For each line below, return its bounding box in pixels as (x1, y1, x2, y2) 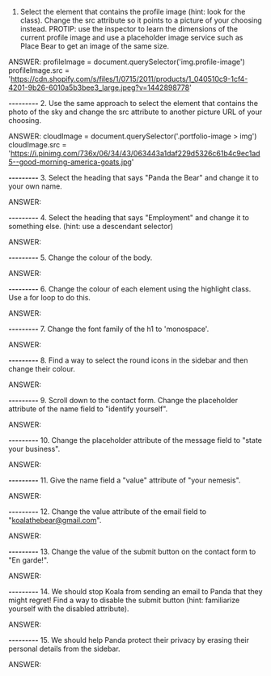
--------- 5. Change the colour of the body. (8, 253, 153, 262)
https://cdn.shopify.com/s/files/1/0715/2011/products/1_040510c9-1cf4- (11, 74, 248, 83)
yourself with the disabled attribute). (8, 604, 129, 614)
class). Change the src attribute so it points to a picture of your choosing (19, 15, 263, 25)
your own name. (8, 181, 62, 191)
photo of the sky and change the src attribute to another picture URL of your (8, 107, 263, 117)
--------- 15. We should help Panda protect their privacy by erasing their (8, 636, 249, 644)
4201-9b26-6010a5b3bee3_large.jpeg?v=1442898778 (8, 83, 190, 92)
